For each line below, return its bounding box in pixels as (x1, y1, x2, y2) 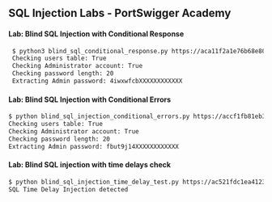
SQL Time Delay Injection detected (8, 185, 129, 193)
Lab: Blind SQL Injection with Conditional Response (8, 28, 185, 39)
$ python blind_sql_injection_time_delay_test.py (8, 178, 180, 186)
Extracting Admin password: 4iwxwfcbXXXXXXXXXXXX (11, 77, 183, 86)
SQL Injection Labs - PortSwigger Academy (8, 6, 232, 20)
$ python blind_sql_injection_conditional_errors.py (8, 112, 190, 120)
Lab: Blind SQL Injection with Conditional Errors (8, 95, 172, 104)
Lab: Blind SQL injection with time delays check (8, 160, 172, 170)
